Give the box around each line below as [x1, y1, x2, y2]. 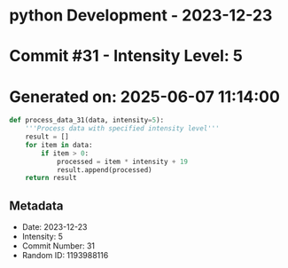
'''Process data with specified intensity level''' [25, 124, 220, 133]
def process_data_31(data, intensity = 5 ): [9, 116, 165, 125]
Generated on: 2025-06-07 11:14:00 [9, 86, 281, 106]
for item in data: [25, 140, 93, 149]
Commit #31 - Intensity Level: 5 [9, 46, 244, 67]
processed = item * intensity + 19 [56, 157, 189, 166]
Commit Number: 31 [21, 240, 96, 251]
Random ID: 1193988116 [21, 250, 109, 261]
